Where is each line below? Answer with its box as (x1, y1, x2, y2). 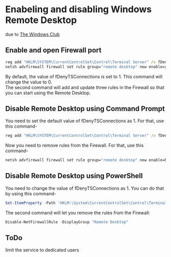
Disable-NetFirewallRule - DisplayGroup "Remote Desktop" (5, 219, 129, 224)
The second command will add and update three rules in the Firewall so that (5, 84, 164, 90)
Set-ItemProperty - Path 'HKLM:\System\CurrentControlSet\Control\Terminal (5, 200, 167, 206)
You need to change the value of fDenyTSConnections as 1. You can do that (5, 185, 164, 191)
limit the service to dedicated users (5, 247, 79, 253)
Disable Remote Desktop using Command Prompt (5, 104, 165, 113)
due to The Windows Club (5, 31, 60, 37)
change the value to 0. (5, 79, 52, 85)
